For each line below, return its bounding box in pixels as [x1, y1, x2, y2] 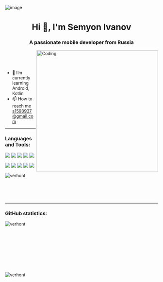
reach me [12, 103, 32, 109]
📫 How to [12, 96, 33, 102]
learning [12, 80, 29, 86]
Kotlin [12, 91, 24, 96]
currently [12, 75, 31, 81]
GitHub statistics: [5, 210, 48, 217]
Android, [12, 85, 30, 91]
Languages [5, 135, 33, 142]
